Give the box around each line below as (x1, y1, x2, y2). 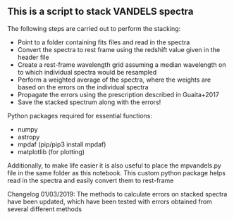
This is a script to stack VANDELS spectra (7, 6, 194, 18)
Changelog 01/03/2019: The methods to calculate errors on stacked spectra (7, 189, 228, 198)
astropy (17, 132, 40, 141)
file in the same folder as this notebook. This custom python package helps (7, 168, 226, 177)
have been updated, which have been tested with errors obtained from (7, 197, 213, 206)
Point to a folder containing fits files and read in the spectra (17, 38, 190, 46)
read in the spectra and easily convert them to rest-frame (7, 176, 174, 184)
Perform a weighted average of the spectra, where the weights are (17, 75, 211, 84)
